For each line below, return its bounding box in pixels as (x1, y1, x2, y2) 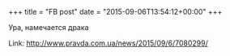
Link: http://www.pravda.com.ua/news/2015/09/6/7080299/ (8, 38, 208, 48)
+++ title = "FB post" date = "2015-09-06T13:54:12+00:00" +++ (8, 7, 223, 16)
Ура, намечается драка (8, 23, 89, 32)
